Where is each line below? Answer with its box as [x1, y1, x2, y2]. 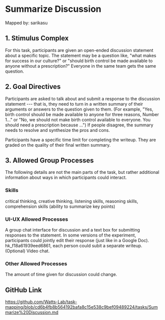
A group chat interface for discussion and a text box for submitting [5, 227, 140, 233]
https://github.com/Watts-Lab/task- [5, 299, 77, 305]
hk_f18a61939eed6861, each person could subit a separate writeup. [5, 242, 143, 248]
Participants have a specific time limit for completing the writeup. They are [5, 137, 156, 143]
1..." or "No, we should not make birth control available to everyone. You [5, 117, 151, 122]
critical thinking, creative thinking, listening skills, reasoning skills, [5, 198, 138, 204]
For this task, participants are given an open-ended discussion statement [5, 47, 154, 53]
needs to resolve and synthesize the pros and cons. [5, 127, 110, 133]
